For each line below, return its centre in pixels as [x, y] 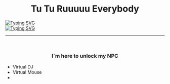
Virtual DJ [23, 67]
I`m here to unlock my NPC [85, 56]
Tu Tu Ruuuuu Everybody [85, 9]
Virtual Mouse [27, 72]
